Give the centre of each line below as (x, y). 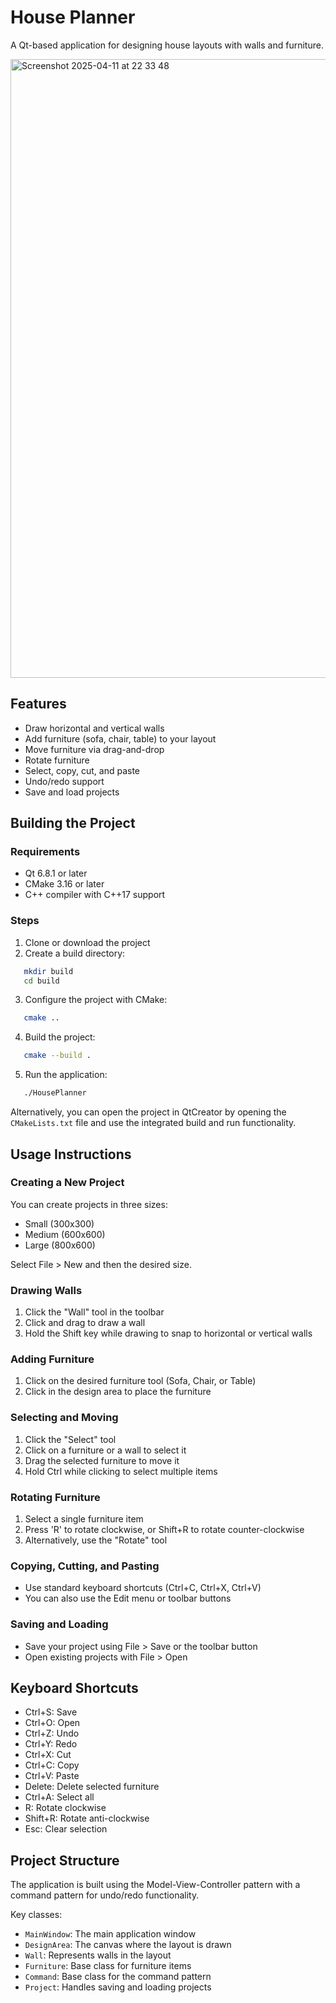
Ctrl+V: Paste (52, 1776)
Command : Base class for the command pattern (118, 1977)
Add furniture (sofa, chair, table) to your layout (120, 738)
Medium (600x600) (65, 1234)
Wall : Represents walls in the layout (98, 1955)
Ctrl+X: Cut (48, 1755)
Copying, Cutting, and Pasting (85, 1566)
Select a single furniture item (84, 1518)
